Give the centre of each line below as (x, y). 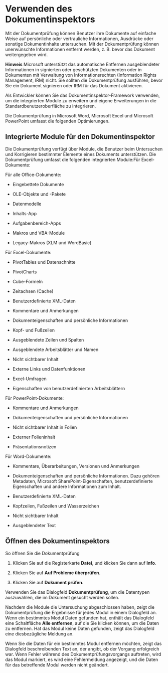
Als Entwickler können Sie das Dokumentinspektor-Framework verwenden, (82, 95)
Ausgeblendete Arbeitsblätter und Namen (55, 350)
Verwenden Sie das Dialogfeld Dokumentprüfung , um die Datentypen (77, 592)
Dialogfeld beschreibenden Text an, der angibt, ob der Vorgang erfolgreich (82, 649)
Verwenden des (39, 9)
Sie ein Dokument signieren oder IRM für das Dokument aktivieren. (74, 85)
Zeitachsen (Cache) (33, 291)
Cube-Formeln (28, 281)
